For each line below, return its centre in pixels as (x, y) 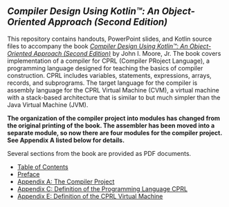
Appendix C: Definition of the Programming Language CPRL (102, 188)
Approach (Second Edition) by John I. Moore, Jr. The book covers (127, 53)
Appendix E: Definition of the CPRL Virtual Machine (90, 196)
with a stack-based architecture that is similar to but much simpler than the (114, 97)
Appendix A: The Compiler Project (66, 181)
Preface (28, 174)
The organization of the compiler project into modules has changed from (113, 118)
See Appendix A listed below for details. (66, 140)
